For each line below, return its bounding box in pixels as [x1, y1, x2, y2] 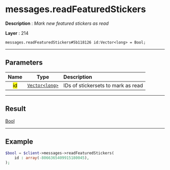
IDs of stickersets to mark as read [63, 82, 143, 89]
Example [5, 137, 33, 146]
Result [5, 105, 26, 113]
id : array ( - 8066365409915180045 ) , [14, 155, 90, 160]
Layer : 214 [5, 30, 29, 36]
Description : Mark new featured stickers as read [5, 20, 109, 26]
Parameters [5, 58, 43, 67]
